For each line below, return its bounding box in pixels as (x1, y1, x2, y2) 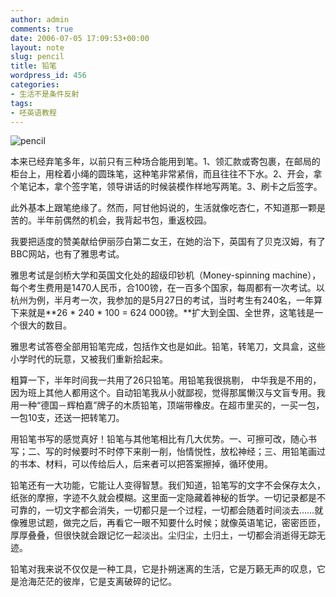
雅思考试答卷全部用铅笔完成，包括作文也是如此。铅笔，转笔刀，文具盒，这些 (10, 341, 326, 353)
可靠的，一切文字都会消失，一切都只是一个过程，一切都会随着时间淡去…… (10, 504, 315, 516)
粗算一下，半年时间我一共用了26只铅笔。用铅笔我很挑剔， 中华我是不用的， (10, 374, 322, 386)
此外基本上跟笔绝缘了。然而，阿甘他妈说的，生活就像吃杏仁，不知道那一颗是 (10, 202, 326, 214)
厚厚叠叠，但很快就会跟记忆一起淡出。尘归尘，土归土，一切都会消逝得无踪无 (10, 529, 326, 541)
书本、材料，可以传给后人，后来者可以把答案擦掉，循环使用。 (18, 458, 273, 470)
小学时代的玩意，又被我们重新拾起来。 (10, 353, 168, 365)
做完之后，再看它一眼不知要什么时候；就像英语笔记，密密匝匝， (62, 517, 326, 529)
